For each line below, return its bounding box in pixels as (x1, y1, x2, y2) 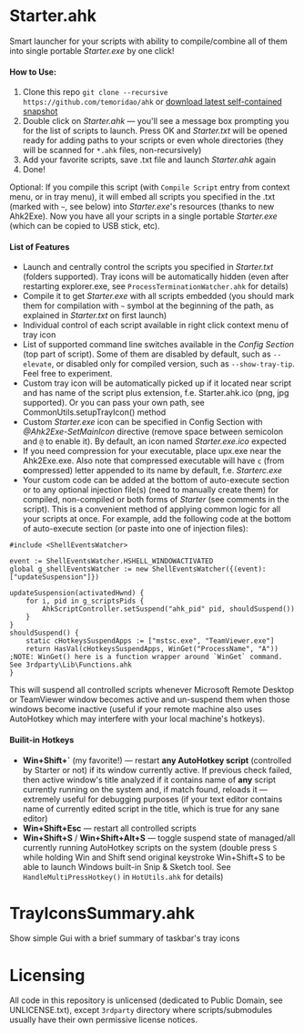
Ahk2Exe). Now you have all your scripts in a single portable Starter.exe (9, 211, 278, 222)
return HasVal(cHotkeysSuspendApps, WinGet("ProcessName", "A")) (25, 645, 279, 654)
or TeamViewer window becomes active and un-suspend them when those (9, 694, 290, 705)
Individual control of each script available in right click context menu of (22, 320, 289, 331)
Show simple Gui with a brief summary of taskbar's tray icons (9, 933, 240, 944)
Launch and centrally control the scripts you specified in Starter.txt (22, 262, 274, 273)
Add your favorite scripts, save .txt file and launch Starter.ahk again (22, 154, 276, 165)
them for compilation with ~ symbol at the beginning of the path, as (22, 300, 275, 311)
